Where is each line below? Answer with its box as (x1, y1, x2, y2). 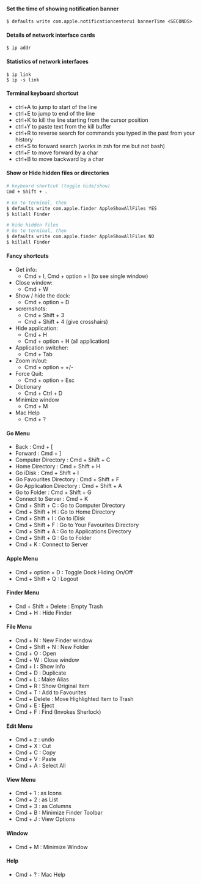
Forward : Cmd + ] (15, 450, 62, 457)
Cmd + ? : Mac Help (15, 871, 66, 878)
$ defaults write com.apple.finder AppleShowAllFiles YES (6, 205, 157, 211)
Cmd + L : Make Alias (15, 675, 69, 683)
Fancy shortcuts (6, 252, 49, 260)
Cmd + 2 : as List (15, 796, 58, 803)
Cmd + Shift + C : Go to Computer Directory (15, 502, 126, 509)
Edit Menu (6, 722, 33, 730)
